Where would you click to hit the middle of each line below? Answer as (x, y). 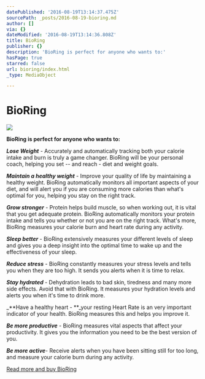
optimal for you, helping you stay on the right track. (71, 196)
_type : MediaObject (31, 75)
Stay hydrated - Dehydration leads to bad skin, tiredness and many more (99, 283)
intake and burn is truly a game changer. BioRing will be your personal (95, 158)
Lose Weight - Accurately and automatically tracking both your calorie (95, 151)
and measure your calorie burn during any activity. (70, 358)
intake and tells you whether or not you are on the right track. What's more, (101, 221)
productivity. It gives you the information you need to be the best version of (102, 332)
